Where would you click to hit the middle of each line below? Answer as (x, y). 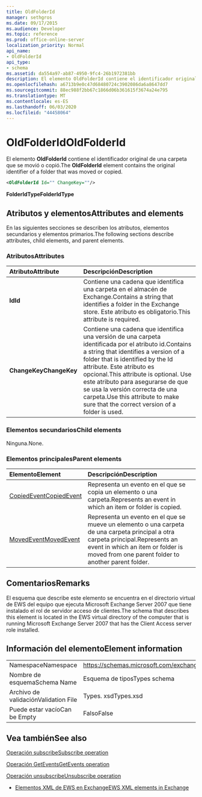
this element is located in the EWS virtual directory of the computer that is (98, 617)
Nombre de (25, 675)
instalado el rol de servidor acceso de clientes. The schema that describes (98, 610)
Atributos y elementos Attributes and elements (95, 213)
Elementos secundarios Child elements (64, 430)
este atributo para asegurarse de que (136, 382)
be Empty (23, 717)
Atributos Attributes (35, 256)
